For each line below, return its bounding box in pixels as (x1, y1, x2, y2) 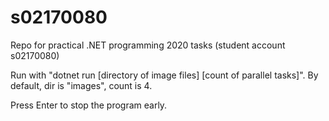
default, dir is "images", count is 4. (10, 79, 153, 91)
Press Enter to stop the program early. (10, 99, 168, 111)
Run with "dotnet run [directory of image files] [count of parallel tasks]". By (10, 69, 319, 81)
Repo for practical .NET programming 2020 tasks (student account (10, 39, 286, 51)
